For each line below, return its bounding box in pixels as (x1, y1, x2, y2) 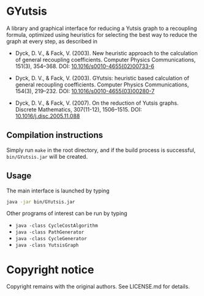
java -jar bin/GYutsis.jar (6, 199, 75, 205)
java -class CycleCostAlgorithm (15, 222, 98, 229)
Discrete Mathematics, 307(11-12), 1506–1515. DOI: (15, 105, 142, 113)
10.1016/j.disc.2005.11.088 (15, 112, 80, 120)
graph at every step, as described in (6, 37, 98, 45)
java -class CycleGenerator (15, 236, 87, 242)
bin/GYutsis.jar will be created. (6, 153, 88, 160)
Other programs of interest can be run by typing (6, 210, 127, 217)
